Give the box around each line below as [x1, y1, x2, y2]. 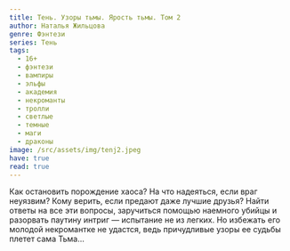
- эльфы [17, 79, 46, 88]
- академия [17, 87, 58, 96]
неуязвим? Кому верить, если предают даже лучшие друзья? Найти [9, 196, 270, 206]
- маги [17, 129, 42, 138]
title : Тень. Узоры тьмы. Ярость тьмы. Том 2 [9, 12, 181, 22]
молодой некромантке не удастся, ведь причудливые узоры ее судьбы [9, 224, 282, 235]
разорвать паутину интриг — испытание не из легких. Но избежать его [9, 215, 281, 225]
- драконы [17, 137, 53, 146]
